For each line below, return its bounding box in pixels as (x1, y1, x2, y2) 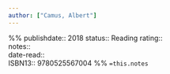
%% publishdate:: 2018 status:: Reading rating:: (8, 33, 163, 43)
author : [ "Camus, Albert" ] (8, 11, 97, 20)
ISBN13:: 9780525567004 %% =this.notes (8, 58, 149, 68)
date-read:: (8, 50, 45, 59)
